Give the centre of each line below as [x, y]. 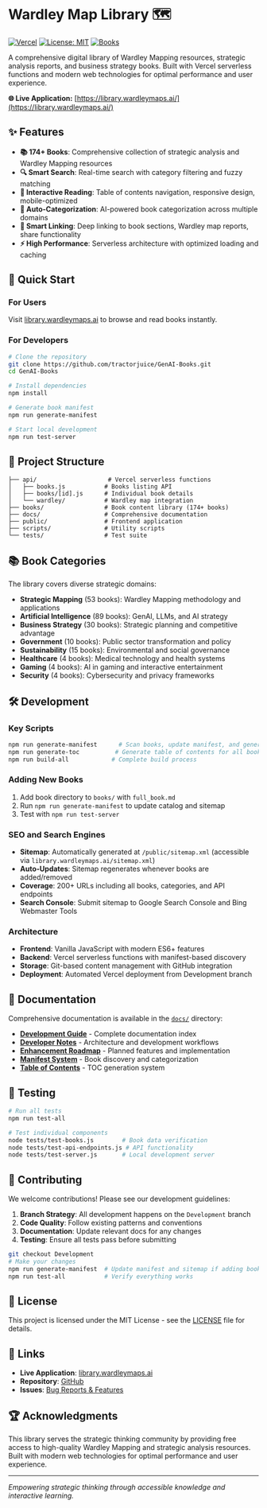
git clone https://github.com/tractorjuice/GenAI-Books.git [110, 364]
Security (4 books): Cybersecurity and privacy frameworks [117, 675]
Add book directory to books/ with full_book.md [98, 797]
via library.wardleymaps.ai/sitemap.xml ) [87, 861]
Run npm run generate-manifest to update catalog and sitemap [122, 805]
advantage [37, 633]
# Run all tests [35, 1111]
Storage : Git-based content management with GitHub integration [126, 966]
